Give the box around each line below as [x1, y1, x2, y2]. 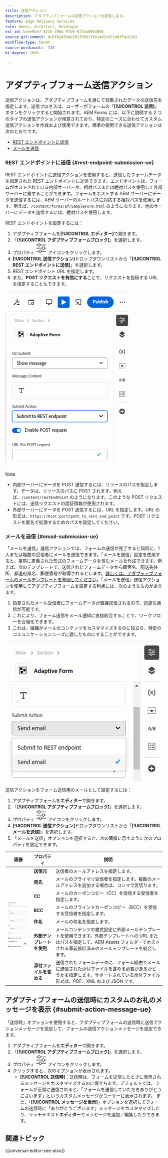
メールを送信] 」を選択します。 [12, 829, 75, 835]
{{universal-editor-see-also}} [5, 1147, 65, 1154]
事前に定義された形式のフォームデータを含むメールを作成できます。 [18, 558, 158, 564]
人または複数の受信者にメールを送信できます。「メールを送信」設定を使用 [5, 552, 156, 558]
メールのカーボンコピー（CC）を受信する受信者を [55, 890, 159, 896]
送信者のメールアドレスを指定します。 [55, 868, 134, 874]
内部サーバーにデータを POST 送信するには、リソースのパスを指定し [12, 481, 154, 487]
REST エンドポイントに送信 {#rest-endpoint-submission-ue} [5, 159, 154, 166]
